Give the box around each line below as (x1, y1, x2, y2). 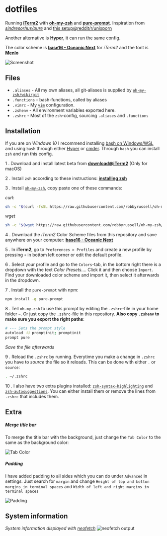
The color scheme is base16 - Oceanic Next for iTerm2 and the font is (5, 44, 149, 50)
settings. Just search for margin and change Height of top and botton (5, 478, 150, 484)
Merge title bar (5, 422, 36, 428)
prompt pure (5, 335, 30, 340)
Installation (5, 127, 41, 135)
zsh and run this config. (5, 151, 53, 157)
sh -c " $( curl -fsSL (5, 204, 48, 209)
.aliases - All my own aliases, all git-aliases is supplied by (12, 87, 132, 93)
